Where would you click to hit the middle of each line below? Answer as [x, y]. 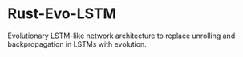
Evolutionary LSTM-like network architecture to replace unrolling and [121, 36]
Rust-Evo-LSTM [62, 14]
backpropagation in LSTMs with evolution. [77, 44]
